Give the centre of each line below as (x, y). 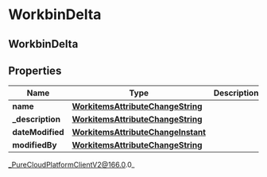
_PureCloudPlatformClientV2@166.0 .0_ (72, 165)
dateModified (39, 133)
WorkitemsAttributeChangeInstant (139, 133)
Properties (35, 70)
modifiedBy (35, 145)
